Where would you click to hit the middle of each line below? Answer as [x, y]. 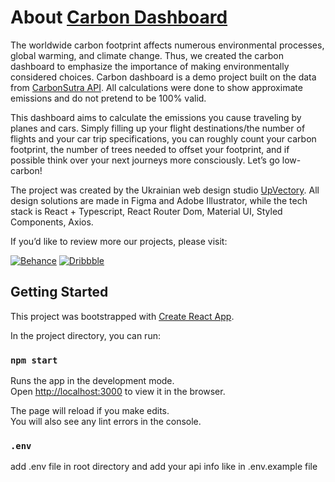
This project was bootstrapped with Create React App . [122, 316]
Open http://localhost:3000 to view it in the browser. [118, 392]
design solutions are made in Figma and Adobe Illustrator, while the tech [159, 200]
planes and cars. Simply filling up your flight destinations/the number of [158, 128]
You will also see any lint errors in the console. [106, 422]
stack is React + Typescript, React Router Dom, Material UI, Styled [146, 211]
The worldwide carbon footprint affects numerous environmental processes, [167, 45]
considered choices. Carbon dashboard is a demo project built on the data [163, 77]
